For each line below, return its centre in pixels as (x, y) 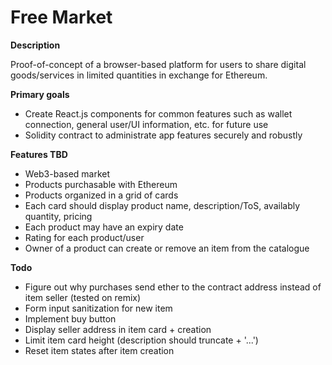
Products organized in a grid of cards (101, 195)
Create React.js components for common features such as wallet (158, 113)
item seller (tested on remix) (83, 297)
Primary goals (40, 94)
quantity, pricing (58, 216)
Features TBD (39, 154)
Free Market (61, 17)
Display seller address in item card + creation (118, 329)
